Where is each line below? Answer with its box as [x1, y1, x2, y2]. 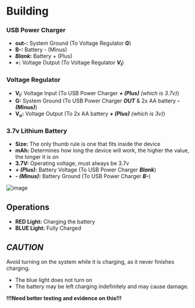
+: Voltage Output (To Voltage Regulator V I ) [15, 59, 124, 68]
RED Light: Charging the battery [15, 218, 96, 226]
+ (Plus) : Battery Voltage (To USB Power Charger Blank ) [15, 166, 156, 173]
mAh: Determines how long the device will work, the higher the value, [15, 147, 190, 154]
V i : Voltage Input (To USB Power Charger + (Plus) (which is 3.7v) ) [15, 89, 180, 98]
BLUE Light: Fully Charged [15, 224, 82, 232]
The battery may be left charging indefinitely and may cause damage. [15, 283, 189, 290]
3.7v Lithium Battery [6, 127, 68, 135]
